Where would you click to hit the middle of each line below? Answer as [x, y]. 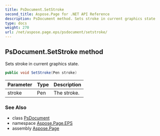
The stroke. [66, 93]
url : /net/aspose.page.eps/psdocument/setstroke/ [56, 32]
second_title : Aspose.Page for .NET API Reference [57, 14]
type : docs [16, 23]
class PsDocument [31, 118]
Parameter [20, 84]
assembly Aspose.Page [36, 128]
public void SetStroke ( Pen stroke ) [41, 73]
